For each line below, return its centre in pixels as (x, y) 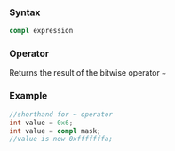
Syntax (25, 12)
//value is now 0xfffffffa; (61, 139)
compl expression (41, 31)
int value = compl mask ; (55, 131)
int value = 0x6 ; (41, 123)
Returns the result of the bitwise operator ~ (87, 73)
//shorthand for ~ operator (61, 114)
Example (28, 96)
